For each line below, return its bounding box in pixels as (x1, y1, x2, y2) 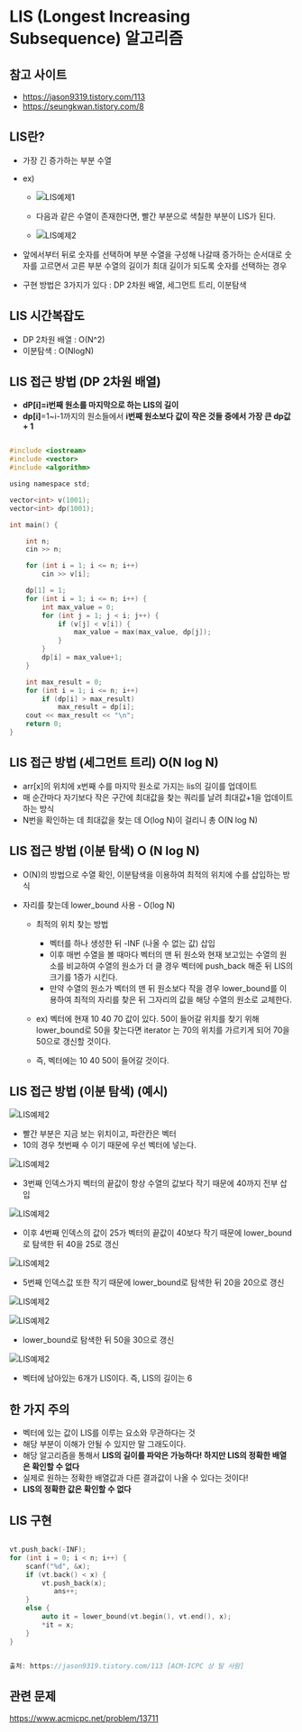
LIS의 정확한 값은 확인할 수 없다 (22, 1484, 132, 1495)
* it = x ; (41, 1620, 75, 1629)
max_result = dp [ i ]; (57, 703, 135, 712)
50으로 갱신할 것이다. (35, 1035, 111, 1046)
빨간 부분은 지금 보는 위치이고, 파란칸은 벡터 (22, 1128, 178, 1139)
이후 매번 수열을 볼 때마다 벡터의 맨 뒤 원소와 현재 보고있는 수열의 (49, 949, 278, 960)
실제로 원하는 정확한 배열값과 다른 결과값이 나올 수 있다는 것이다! (22, 1472, 249, 1483)
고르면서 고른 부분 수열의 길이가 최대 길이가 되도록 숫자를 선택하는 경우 (39, 260, 288, 271)
